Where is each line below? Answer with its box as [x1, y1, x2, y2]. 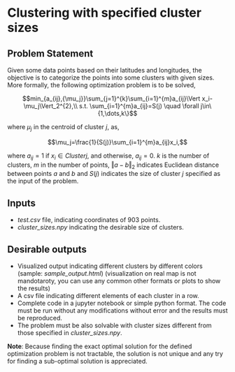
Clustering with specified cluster [7, 5, 201, 21]
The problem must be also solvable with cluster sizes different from [17, 321, 212, 329]
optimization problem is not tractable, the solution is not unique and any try [7, 350, 224, 358]
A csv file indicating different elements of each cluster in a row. [17, 292, 199, 300]
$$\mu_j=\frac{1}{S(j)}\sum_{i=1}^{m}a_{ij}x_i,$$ [48, 137, 187, 146]
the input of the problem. [7, 177, 79, 186]
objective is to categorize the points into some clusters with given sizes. [7, 73, 215, 82]
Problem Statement [7, 47, 94, 59]
